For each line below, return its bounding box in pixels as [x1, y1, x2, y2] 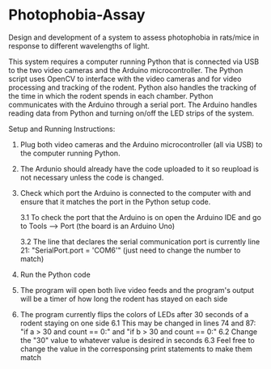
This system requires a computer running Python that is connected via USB [8, 57, 260, 66]
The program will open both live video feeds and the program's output [19, 285, 255, 295]
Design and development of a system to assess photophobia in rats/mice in [8, 32, 260, 42]
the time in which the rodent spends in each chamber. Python [8, 91, 214, 100]
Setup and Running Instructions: [8, 124, 116, 134]
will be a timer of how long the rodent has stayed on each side [19, 294, 228, 303]
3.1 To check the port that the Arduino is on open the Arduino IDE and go [19, 212, 261, 222]
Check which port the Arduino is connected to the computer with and [19, 188, 252, 197]
